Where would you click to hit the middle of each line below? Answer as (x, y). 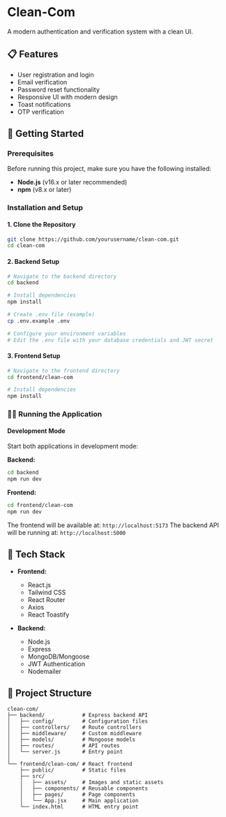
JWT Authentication (56, 663)
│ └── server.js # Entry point (65, 752)
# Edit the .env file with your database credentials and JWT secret (111, 340)
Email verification (42, 82)
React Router (46, 599)
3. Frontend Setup (34, 356)
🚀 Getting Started (46, 134)
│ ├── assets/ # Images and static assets (92, 783)
